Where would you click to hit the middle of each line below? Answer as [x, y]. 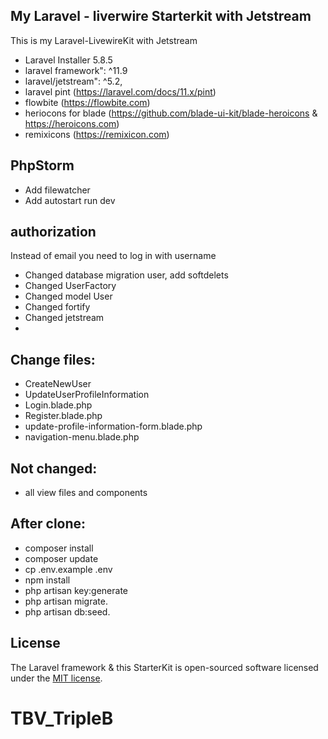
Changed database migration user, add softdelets [126, 275]
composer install [59, 548]
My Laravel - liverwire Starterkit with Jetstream [161, 16]
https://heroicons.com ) [72, 123]
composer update [61, 558]
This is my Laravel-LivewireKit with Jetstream [104, 40]
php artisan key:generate [76, 590]
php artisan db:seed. [67, 611]
